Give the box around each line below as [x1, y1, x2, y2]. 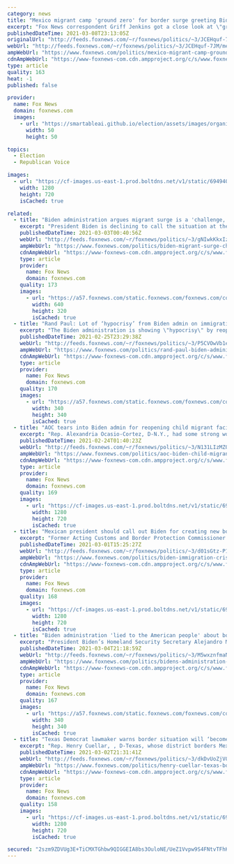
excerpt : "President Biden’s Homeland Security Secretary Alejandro [19, 638, 223, 646]
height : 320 [32, 307, 68, 314]
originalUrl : [7, 36, 45, 43]
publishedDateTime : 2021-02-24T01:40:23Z [19, 437, 141, 444]
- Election [13, 152, 45, 159]
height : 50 [25, 133, 58, 140]
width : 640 [32, 301, 64, 308]
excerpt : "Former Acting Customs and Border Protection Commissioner [19, 535, 226, 542]
